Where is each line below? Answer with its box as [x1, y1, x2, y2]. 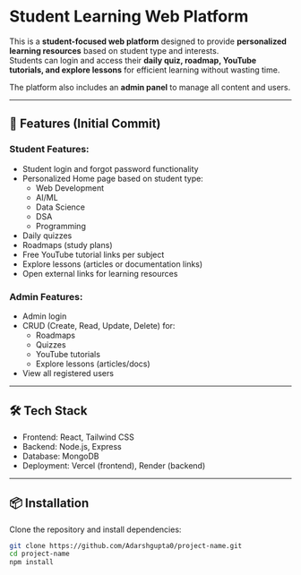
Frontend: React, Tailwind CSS [21, 432, 134, 442]
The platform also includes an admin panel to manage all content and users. [9, 82, 291, 92]
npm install [9, 558, 54, 567]
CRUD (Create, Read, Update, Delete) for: [21, 320, 176, 330]
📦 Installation [9, 495, 90, 511]
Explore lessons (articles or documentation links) [21, 258, 203, 270]
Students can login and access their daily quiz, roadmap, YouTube [9, 55, 257, 65]
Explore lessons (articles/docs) [35, 358, 150, 369]
